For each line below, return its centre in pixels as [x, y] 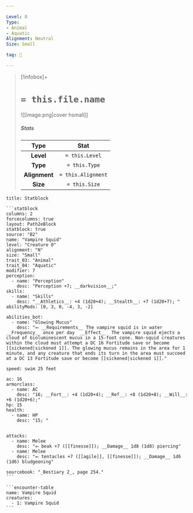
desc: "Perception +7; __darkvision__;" [67, 286]
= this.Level [83, 155]
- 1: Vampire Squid [35, 503]
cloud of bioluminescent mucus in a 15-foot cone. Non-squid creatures [96, 338]
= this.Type [83, 165]
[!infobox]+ [34, 77]
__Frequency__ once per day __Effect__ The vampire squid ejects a [93, 332]
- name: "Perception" [38, 281]
